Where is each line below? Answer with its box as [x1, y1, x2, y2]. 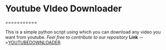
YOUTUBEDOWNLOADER [8, 39, 61, 45]
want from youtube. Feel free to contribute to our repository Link [5, 34, 138, 40]
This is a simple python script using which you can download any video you [5, 29, 161, 35]
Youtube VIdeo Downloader [5, 3, 122, 14]
